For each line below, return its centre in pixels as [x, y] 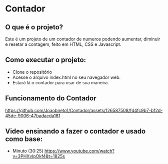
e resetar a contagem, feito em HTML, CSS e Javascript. [63, 44]
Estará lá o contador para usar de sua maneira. [60, 82]
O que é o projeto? [34, 27]
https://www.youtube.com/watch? [79, 151]
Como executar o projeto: [46, 60]
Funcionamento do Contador [51, 98]
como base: [24, 139]
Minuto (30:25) [28, 151]
